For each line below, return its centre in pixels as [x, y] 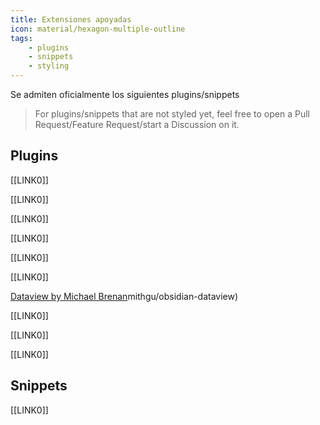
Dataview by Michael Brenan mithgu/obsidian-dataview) [124, 296]
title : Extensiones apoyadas [71, 19]
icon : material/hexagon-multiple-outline [98, 29]
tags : [21, 38]
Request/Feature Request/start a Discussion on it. [137, 124]
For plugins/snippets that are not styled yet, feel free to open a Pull [172, 114]
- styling [49, 66]
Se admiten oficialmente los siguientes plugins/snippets [125, 94]
